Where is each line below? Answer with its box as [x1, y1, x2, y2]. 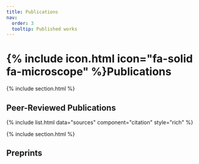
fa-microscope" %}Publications [6, 65, 172, 79]
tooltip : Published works [12, 26, 78, 32]
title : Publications [6, 9, 59, 15]
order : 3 [12, 20, 34, 26]
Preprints [6, 148, 43, 159]
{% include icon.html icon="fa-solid [6, 52, 193, 66]
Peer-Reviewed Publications [6, 103, 116, 113]
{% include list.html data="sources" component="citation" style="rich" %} [6, 119, 194, 126]
